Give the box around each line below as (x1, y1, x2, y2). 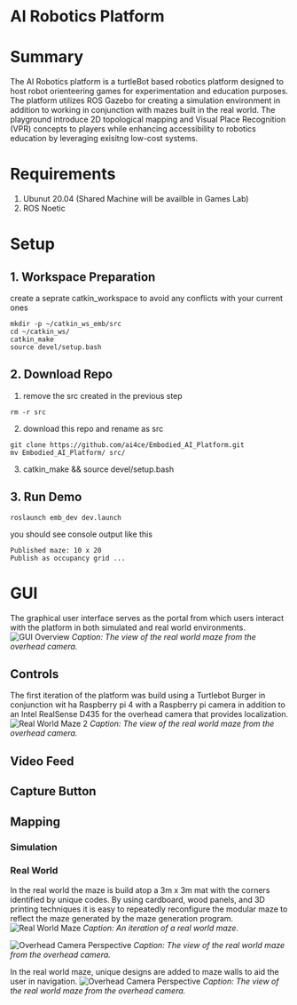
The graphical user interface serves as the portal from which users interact (10, 612, 285, 623)
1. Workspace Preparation (10, 269, 156, 284)
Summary (10, 47, 83, 68)
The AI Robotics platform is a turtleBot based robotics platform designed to (10, 76, 285, 87)
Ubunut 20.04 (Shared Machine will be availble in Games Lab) (22, 194, 249, 204)
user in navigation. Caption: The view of (10, 976, 279, 986)
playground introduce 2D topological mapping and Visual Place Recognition (10, 114, 286, 125)
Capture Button (10, 784, 97, 799)
